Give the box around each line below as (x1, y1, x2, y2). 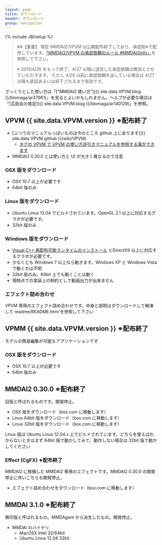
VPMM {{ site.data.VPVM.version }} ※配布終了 (5, 324, 148, 332)
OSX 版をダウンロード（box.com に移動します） (12, 409, 109, 415)
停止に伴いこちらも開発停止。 (5, 475, 64, 481)
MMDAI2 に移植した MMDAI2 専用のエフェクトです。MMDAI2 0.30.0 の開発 (5, 468, 156, 475)
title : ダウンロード (5, 12, 42, 16)
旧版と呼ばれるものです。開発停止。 (5, 399, 77, 405)
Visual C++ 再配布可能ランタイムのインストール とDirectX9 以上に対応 (12, 247, 153, 253)
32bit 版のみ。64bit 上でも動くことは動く (12, 271, 95, 277)
